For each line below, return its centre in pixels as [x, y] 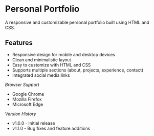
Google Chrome [28, 94]
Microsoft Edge [28, 104]
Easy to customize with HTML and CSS [52, 65]
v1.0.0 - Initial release [33, 123]
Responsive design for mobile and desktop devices [64, 54]
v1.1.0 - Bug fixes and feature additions [51, 128]
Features [19, 43]
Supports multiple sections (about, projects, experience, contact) [78, 70]
